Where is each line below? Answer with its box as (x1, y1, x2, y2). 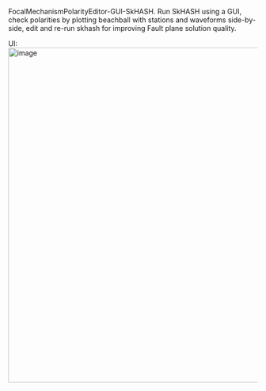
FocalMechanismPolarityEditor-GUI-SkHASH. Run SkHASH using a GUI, (8, 7, 242, 16)
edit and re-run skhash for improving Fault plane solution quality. (25, 24, 237, 32)
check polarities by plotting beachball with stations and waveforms (8, 15, 226, 25)
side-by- (227, 15, 256, 25)
